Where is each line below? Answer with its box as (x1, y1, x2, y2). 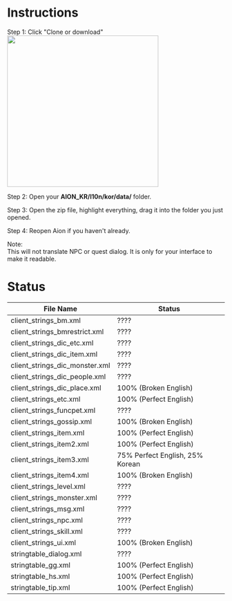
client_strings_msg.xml (10, 503, 85, 513)
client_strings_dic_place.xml (10, 382, 101, 392)
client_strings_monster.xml (10, 492, 98, 502)
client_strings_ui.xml (10, 537, 77, 547)
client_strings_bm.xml (10, 315, 81, 325)
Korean (117, 459, 140, 468)
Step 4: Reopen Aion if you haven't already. (7, 226, 130, 234)
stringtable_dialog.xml (10, 548, 82, 558)
